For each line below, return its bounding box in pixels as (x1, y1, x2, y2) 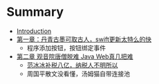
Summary (6, 4, 64, 20)
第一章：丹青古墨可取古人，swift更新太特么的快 (16, 35, 152, 43)
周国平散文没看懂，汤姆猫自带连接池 (26, 70, 131, 78)
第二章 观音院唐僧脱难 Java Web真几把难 (16, 52, 133, 61)
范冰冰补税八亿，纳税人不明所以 (26, 61, 118, 69)
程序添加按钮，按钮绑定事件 (26, 43, 106, 52)
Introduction (16, 27, 52, 35)
